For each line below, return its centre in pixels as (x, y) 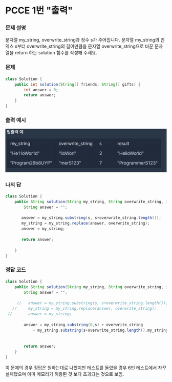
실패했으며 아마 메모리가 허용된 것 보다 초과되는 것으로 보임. (65, 374)
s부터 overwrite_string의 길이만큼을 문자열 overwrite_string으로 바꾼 (84, 46)
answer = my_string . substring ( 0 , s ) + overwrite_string (83, 325)
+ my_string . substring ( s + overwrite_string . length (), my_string (100, 330)
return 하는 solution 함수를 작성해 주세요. (56, 53)
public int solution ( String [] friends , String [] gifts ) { (78, 84)
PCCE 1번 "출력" (39, 11)
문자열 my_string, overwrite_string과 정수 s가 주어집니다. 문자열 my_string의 (82, 40)
